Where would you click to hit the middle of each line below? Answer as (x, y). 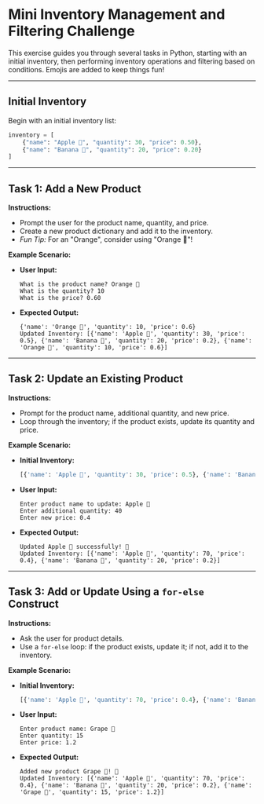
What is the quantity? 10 (62, 291)
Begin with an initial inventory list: (62, 120)
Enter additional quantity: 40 (71, 511)
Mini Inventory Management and (117, 15)
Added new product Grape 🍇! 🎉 (69, 772)
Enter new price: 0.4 (55, 517)
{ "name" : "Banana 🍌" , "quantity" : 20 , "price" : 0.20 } (112, 150)
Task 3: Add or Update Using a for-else (106, 592)
